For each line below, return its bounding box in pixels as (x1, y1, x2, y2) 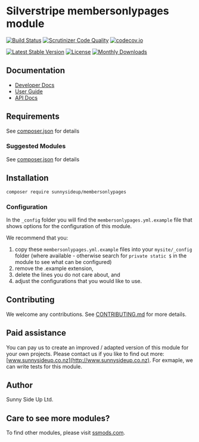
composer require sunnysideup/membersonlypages (6, 189, 127, 195)
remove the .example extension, (14, 265, 94, 272)
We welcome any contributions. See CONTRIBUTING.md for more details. (6, 311, 186, 318)
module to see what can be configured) (14, 258, 112, 265)
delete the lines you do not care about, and (14, 271, 120, 278)
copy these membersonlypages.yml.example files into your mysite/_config (14, 245, 192, 253)
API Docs (14, 94, 38, 101)
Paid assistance (6, 328, 67, 338)
